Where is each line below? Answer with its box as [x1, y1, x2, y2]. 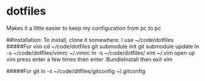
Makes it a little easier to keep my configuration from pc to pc [6, 24, 162, 32]
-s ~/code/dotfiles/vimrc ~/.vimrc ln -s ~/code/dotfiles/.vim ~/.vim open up [6, 49, 195, 56]
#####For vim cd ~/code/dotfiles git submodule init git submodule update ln [6, 43, 199, 50]
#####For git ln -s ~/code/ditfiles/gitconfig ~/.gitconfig [6, 67, 146, 74]
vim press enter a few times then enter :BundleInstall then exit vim [6, 55, 173, 63]
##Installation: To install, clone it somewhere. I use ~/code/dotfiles [6, 36, 174, 43]
